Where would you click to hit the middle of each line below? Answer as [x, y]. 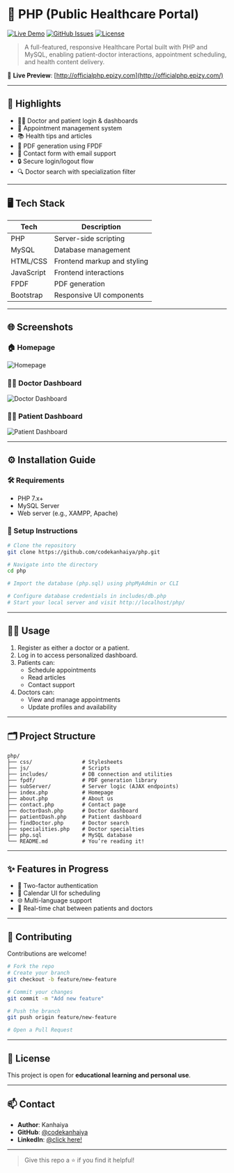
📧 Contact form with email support [67, 153]
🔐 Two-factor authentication [58, 886]
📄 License [29, 1058]
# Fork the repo [31, 967]
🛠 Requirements [36, 480]
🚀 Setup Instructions [42, 531]
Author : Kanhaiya [42, 1124]
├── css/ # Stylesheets [65, 762]
